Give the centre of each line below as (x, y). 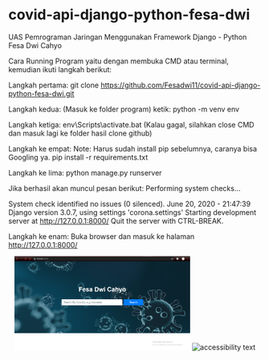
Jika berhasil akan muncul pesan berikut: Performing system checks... (124, 188)
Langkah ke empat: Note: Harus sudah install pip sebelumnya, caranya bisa (133, 148)
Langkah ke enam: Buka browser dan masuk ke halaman (102, 236)
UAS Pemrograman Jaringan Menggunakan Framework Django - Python (128, 37)
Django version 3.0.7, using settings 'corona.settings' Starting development (132, 212)
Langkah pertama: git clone (53, 85)
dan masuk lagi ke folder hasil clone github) (80, 133)
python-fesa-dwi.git (41, 93)
